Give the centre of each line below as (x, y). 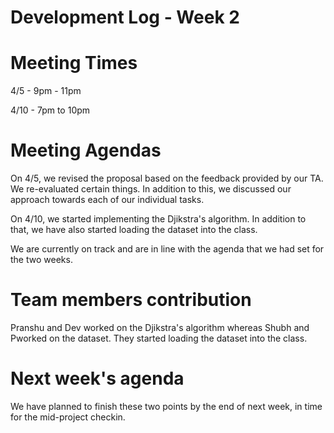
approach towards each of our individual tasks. (107, 200)
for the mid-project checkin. (68, 417)
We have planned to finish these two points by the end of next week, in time (166, 406)
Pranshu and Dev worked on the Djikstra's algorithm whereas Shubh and (160, 327)
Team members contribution (131, 300)
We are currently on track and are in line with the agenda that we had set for (167, 249)
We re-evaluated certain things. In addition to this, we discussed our (151, 189)
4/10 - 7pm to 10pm (50, 110)
